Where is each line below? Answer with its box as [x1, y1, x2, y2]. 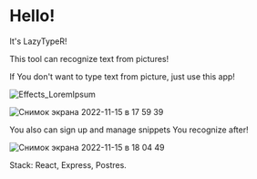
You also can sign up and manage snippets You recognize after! [9, 124, 249, 135]
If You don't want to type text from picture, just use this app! [9, 70, 235, 82]
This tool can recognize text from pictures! [9, 53, 170, 64]
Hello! [9, 5, 56, 26]
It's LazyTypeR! [9, 36, 67, 47]
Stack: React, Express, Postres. [9, 159, 128, 170]
